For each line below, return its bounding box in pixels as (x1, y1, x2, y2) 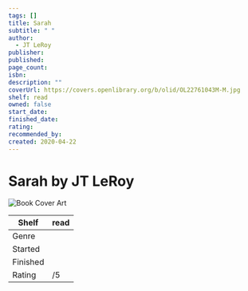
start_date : (8, 108, 48, 116)
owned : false (8, 100, 52, 108)
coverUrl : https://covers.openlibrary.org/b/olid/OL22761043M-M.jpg (8, 85, 241, 94)
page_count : (8, 64, 48, 72)
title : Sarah (8, 19, 52, 27)
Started (12, 244, 41, 255)
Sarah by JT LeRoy (8, 172, 135, 190)
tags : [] (8, 11, 37, 20)
